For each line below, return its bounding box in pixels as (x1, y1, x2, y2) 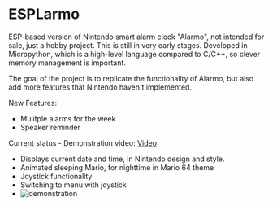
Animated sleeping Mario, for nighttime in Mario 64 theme (19, 162, 214, 172)
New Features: (8, 98, 58, 107)
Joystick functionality (19, 171, 93, 181)
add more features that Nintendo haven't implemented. (8, 82, 193, 92)
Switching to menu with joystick (19, 180, 128, 190)
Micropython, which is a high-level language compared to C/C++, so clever (8, 49, 261, 59)
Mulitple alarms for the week (19, 113, 116, 123)
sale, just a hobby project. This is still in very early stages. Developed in (8, 40, 248, 50)
